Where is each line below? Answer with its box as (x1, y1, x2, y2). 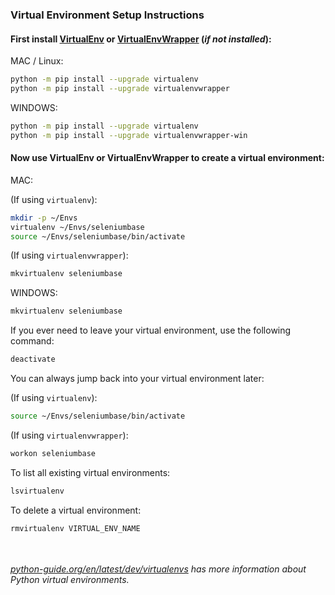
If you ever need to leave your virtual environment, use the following (10, 324, 292, 337)
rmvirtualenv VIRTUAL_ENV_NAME (10, 523, 141, 533)
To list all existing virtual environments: (10, 466, 171, 478)
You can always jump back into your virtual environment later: (10, 373, 265, 385)
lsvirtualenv (10, 486, 65, 496)
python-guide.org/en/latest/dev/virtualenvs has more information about (10, 563, 307, 575)
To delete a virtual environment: (10, 504, 142, 516)
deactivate (10, 354, 56, 365)
